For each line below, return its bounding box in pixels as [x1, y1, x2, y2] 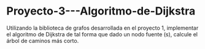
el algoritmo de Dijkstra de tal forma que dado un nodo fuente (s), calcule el [6, 30, 198, 38]
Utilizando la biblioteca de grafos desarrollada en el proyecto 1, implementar [6, 24, 199, 31]
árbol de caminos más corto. [6, 37, 79, 44]
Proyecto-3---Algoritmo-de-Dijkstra [6, 4, 196, 18]
